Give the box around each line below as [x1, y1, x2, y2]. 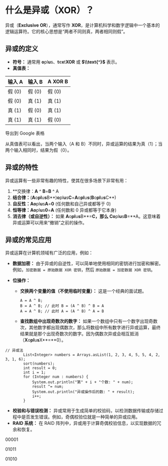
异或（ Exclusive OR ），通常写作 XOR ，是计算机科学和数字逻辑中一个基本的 [5, 22, 160, 28]
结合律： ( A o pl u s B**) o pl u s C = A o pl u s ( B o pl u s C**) [12, 194, 116, 200]
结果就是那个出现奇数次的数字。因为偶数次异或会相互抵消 [20, 331, 139, 337]
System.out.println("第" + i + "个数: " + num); [32, 380, 133, 385]
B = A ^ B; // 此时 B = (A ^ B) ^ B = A [20, 303, 104, 309]
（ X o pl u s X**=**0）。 [20, 337, 66, 343]
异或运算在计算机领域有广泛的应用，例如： [5, 250, 93, 256]
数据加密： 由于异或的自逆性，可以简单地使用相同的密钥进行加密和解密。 [12, 261, 163, 267]
